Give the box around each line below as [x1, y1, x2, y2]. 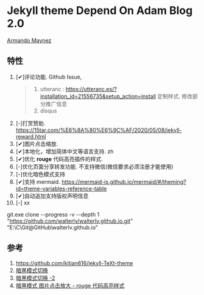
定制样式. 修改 [157, 92, 192, 100]
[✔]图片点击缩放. [15, 140, 58, 147]
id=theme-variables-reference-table [15, 185, 107, 192]
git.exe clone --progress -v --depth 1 [7, 210, 100, 218]
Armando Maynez [7, 36, 52, 44]
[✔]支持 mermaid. [15, 178, 60, 186]
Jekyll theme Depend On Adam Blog [7, 4, 193, 18]
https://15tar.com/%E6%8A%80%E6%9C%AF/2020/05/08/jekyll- [15, 126, 182, 134]
